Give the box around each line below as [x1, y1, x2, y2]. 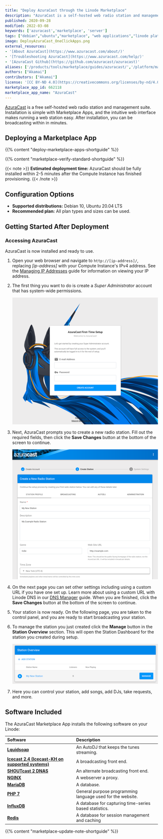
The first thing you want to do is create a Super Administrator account [12, 282, 152, 288]
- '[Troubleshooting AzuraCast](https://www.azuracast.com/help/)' [5, 54, 145, 59]
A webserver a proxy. [76, 775, 119, 780]
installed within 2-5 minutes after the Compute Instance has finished [5, 171, 142, 177]
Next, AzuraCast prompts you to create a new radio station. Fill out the [12, 429, 153, 435]
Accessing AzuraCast [5, 237, 58, 244]
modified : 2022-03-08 [5, 23, 49, 28]
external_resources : [5, 44, 47, 49]
